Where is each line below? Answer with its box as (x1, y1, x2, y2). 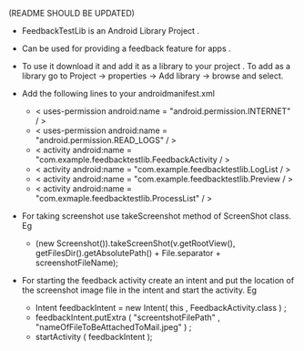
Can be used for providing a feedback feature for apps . (21, 43, 231, 54)
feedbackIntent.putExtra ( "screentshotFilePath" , (35, 312, 220, 323)
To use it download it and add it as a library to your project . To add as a (21, 61, 291, 71)
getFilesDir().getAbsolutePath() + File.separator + (35, 248, 221, 258)
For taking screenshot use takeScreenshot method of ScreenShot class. (21, 211, 292, 222)
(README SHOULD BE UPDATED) (8, 8, 136, 18)
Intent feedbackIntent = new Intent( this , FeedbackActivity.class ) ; (35, 303, 288, 313)
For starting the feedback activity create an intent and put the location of (21, 275, 295, 285)
